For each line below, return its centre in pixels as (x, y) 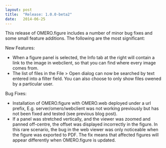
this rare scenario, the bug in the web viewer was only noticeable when (85, 130)
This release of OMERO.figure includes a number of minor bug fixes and (79, 33)
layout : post (19, 10)
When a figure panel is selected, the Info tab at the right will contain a (83, 58)
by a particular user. (33, 84)
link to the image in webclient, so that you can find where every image (84, 63)
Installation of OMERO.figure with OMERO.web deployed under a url (82, 103)
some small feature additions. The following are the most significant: (75, 38)
